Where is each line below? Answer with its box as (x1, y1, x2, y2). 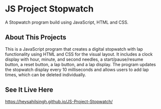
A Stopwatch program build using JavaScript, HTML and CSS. (5, 19, 129, 25)
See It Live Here (5, 86, 53, 94)
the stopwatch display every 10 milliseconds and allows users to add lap (5, 67, 149, 72)
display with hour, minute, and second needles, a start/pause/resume (5, 56, 144, 62)
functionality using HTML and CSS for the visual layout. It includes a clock (5, 51, 153, 57)
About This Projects (5, 33, 66, 41)
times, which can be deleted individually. (5, 71, 86, 78)
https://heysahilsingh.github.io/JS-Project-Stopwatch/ (5, 98, 113, 104)
